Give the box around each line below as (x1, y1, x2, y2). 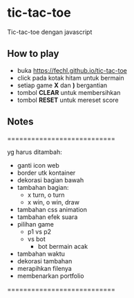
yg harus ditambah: (7, 148, 62, 156)
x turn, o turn (27, 191, 65, 199)
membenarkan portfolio (17, 272, 84, 280)
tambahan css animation (17, 205, 88, 213)
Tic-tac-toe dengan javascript (7, 28, 93, 36)
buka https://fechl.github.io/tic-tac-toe (17, 66, 128, 74)
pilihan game (17, 220, 54, 228)
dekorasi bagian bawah (17, 175, 84, 184)
